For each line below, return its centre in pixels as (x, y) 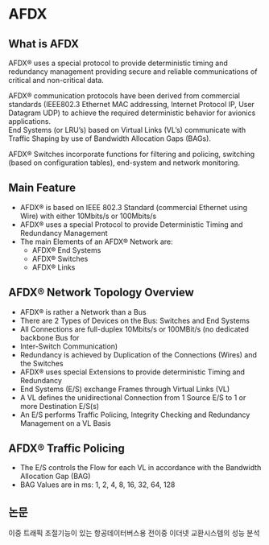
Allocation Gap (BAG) (55, 477)
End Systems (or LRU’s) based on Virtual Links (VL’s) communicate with (127, 130)
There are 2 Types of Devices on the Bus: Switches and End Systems (134, 320)
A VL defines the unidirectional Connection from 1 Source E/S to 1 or (133, 397)
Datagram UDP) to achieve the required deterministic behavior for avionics (132, 113)
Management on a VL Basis (65, 423)
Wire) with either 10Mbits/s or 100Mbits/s (88, 216)
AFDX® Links (54, 267)
